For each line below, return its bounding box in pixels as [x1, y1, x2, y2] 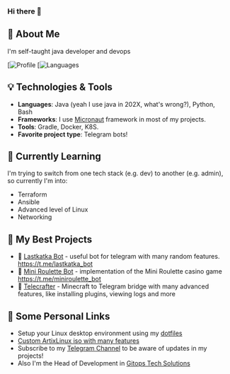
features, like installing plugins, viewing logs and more [17, 290, 176, 298]
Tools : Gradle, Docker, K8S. [17, 122, 99, 131]
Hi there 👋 [7, 6, 42, 16]
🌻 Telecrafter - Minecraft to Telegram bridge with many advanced [17, 282, 209, 291]
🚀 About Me [7, 28, 60, 40]
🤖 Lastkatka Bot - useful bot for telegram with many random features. [17, 252, 220, 261]
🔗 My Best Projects [7, 233, 93, 245]
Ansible [17, 198, 40, 206]
